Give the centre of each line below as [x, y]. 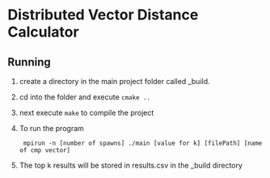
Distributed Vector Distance [103, 15]
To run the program [51, 128]
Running [30, 62]
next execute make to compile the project [86, 112]
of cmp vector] [45, 150]
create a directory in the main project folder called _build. [115, 81]
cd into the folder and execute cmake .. [85, 97]
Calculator [43, 32]
